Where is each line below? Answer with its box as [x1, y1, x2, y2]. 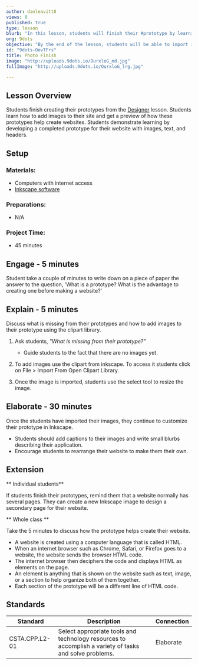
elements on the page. [14, 564, 70, 571]
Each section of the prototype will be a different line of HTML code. [14, 582, 179, 589]
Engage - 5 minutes [6, 259, 80, 269]
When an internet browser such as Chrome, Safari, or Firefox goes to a [14, 545, 187, 552]
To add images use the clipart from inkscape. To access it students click [14, 361, 190, 368]
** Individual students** [6, 480, 64, 487]
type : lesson [6, 25, 38, 31]
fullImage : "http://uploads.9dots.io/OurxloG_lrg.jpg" [6, 63, 144, 70]
